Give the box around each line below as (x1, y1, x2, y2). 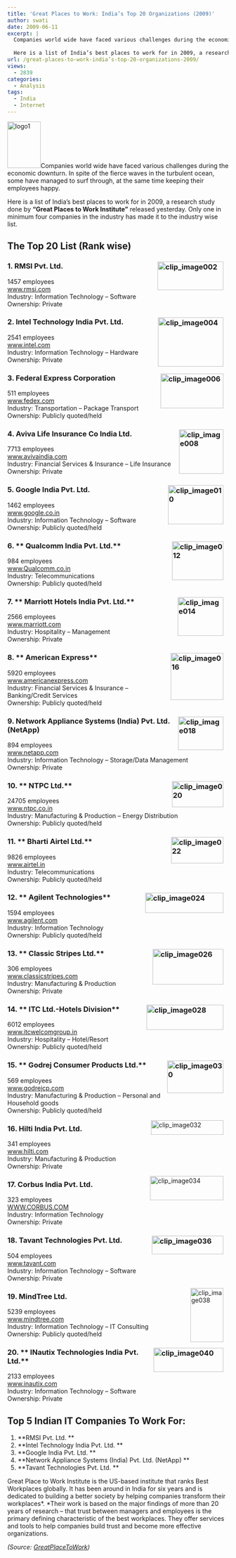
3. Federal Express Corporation (7, 373, 116, 383)
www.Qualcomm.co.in (7, 564, 72, 573)
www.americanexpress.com (7, 676, 88, 684)
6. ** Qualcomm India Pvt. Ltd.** (7, 540, 122, 550)
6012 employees (7, 1020, 55, 1029)
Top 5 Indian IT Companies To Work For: (7, 1415, 186, 1427)
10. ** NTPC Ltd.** (7, 781, 72, 791)
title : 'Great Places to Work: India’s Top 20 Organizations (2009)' (7, 10, 216, 18)
